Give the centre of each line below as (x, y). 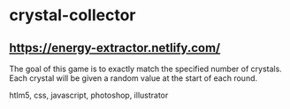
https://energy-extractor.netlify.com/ (115, 48)
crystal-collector (72, 15)
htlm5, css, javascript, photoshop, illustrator (89, 95)
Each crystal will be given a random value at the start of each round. (134, 78)
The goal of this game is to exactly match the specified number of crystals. (146, 69)
